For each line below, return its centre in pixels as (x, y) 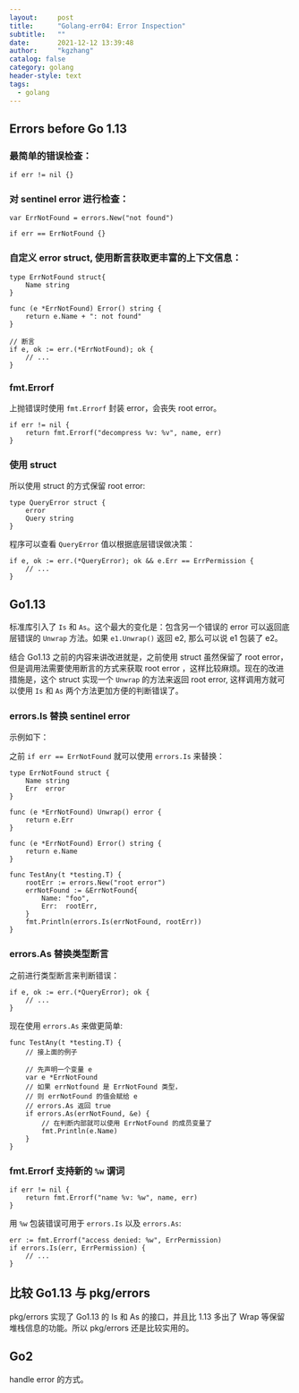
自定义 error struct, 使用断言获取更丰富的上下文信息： (125, 258)
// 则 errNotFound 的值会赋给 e (81, 1096)
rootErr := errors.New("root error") (96, 883)
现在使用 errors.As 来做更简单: (66, 1025)
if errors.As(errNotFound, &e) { (88, 1114)
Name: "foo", (66, 899)
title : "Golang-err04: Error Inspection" (98, 26)
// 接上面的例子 (51, 1052)
